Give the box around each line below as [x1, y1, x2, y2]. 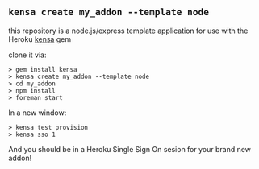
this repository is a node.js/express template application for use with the [8, 26, 249, 35]
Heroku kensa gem [8, 34, 71, 43]
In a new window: [8, 108, 67, 117]
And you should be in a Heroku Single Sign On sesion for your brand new [8, 144, 252, 154]
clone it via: [8, 50, 47, 60]
